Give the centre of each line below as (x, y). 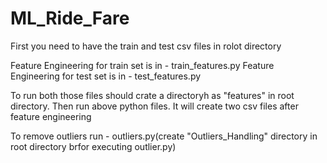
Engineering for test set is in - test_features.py (106, 76)
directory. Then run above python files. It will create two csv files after (154, 106)
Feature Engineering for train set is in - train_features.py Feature (142, 65)
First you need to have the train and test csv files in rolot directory (146, 46)
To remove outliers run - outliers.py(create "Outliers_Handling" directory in (164, 136)
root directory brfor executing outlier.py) (93, 146)
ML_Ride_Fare (70, 18)
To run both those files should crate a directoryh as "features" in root (152, 95)
